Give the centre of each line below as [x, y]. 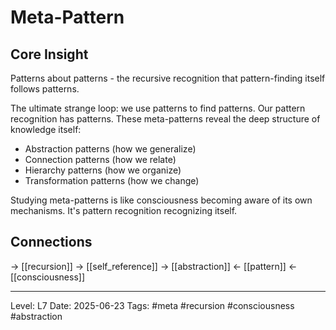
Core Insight [49, 54]
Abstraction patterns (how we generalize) [110, 149]
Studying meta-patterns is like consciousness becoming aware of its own [161, 200]
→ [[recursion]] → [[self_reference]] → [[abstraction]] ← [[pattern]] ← [154, 266]
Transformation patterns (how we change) [112, 180]
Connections [51, 242]
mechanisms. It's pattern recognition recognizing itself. [124, 210]
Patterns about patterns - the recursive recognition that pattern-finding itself [168, 78]
